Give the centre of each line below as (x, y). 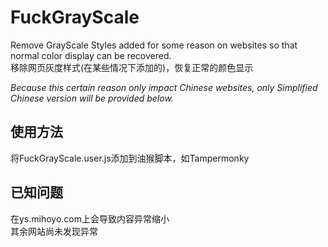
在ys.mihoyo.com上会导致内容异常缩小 (90, 218)
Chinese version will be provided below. (92, 98)
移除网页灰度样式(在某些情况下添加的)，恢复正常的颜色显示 (132, 67)
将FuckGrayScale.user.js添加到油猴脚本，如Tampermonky (130, 158)
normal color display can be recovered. (91, 55)
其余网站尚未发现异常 (54, 231)
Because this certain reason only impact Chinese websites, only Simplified (164, 87)
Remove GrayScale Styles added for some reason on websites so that (154, 45)
